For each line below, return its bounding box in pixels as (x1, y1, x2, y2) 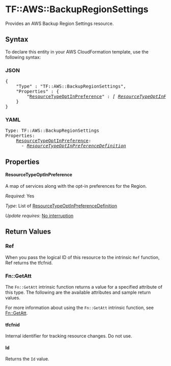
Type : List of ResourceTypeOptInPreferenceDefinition (5, 203, 118, 209)
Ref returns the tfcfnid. (5, 260, 53, 266)
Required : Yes (5, 192, 35, 199)
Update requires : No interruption (5, 212, 74, 218)
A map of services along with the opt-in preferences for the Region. (5, 183, 147, 189)
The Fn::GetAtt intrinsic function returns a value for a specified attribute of (5, 284, 163, 290)
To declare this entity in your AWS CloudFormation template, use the (5, 48, 149, 54)
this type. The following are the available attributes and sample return (5, 289, 151, 295)
